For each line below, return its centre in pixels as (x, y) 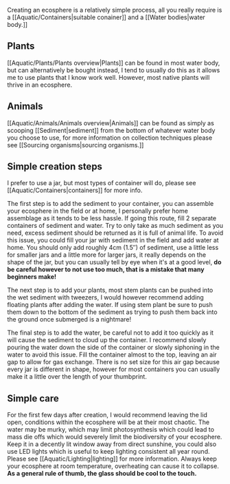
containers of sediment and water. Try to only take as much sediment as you (115, 226)
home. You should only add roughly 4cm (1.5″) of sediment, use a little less (113, 248)
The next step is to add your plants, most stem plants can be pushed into (110, 290)
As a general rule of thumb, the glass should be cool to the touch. (102, 474)
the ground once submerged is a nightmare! (69, 319)
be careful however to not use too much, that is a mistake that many (106, 270)
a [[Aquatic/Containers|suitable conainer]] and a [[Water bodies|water (106, 17)
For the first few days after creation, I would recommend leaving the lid (107, 415)
